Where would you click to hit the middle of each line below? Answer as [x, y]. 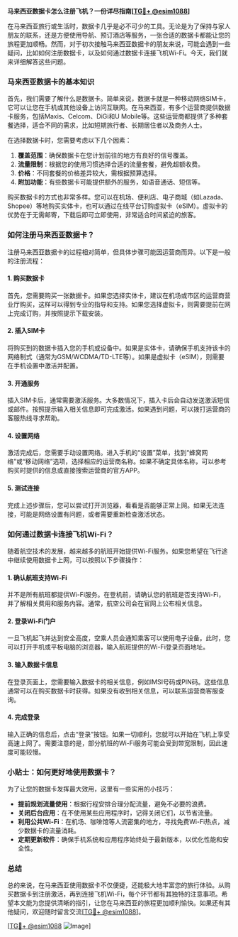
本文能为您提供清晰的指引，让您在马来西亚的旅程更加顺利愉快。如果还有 [119, 903]
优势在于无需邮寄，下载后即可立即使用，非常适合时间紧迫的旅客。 [103, 215]
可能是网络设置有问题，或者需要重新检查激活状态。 [94, 514]
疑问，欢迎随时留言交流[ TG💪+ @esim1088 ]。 [79, 912]
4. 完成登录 [24, 717]
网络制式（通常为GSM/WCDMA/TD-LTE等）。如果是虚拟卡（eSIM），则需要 [116, 357]
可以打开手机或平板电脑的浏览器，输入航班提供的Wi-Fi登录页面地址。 [108, 647]
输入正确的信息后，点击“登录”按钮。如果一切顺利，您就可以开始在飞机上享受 [119, 734]
